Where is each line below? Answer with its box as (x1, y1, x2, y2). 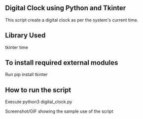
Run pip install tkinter (5, 71, 48, 78)
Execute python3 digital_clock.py (5, 99, 72, 105)
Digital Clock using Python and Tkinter (5, 4, 126, 12)
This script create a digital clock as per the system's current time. (5, 17, 139, 23)
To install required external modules (5, 59, 118, 67)
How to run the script (5, 86, 71, 94)
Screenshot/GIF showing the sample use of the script (5, 108, 113, 115)
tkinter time (5, 44, 29, 50)
